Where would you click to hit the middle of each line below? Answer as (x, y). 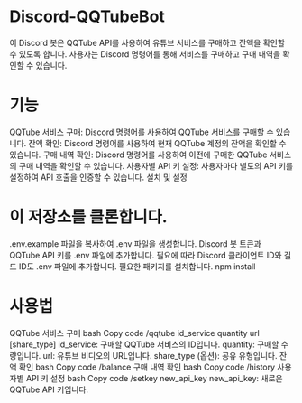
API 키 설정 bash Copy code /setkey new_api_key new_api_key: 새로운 (154, 378)
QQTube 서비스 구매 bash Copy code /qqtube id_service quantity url (134, 333)
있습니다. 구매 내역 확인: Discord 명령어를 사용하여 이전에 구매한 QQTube (138, 155)
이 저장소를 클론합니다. (89, 217)
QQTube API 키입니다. (49, 389)
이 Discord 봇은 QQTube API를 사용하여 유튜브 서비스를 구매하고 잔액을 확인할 (147, 42)
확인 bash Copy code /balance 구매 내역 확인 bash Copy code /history (147, 367)
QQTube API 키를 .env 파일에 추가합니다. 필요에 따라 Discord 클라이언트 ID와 (146, 255)
